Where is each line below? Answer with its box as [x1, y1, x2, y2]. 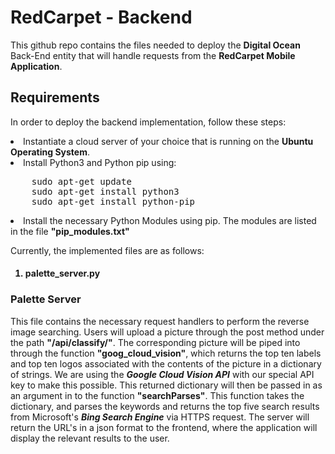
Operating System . [10, 146, 90, 158]
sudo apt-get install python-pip [31, 196, 196, 207]
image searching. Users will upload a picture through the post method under [10, 326, 325, 338]
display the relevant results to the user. [10, 432, 170, 444]
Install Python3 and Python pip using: [23, 156, 177, 168]
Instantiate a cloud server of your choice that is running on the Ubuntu [23, 135, 314, 147]
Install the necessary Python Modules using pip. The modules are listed [23, 214, 317, 226]
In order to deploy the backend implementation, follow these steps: [10, 116, 287, 128]
